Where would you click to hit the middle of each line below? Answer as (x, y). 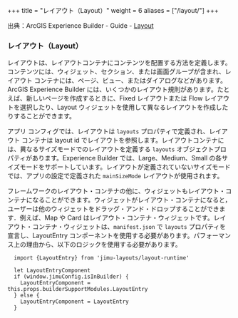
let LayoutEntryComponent (52, 271)
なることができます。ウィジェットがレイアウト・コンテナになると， (131, 200)
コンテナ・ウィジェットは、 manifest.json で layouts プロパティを (129, 227)
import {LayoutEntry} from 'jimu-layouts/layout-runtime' (102, 258)
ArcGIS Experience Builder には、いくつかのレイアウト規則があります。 (112, 89)
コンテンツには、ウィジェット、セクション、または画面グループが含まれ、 (117, 72)
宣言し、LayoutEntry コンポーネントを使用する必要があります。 (100, 236)
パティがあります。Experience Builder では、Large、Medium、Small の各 (115, 158)
